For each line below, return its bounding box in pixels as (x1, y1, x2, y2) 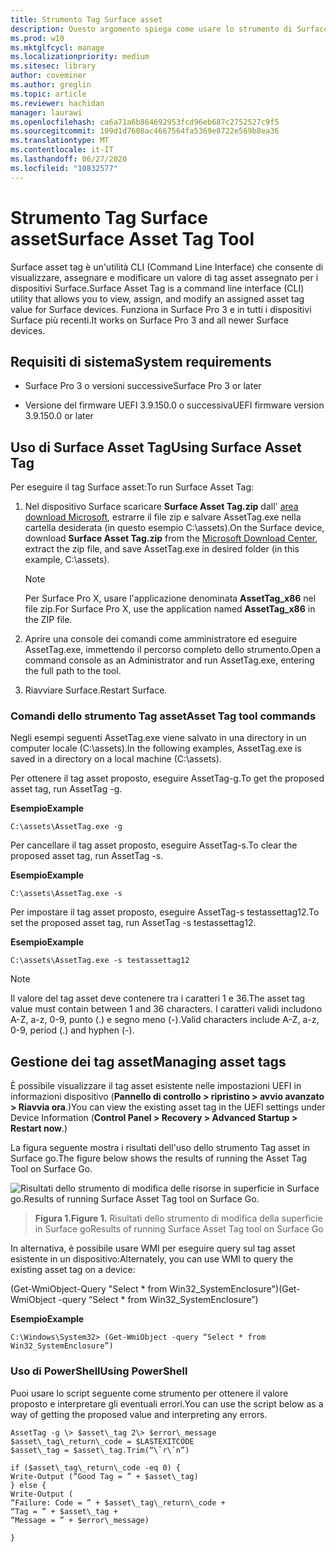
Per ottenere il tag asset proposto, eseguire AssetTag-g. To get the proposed (10, 772, 325, 785)
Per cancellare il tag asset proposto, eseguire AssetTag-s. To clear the (10, 839, 298, 851)
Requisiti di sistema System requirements (10, 353, 272, 370)
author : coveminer (10, 71, 87, 81)
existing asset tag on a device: (10, 1264, 136, 1276)
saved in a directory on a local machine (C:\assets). (10, 753, 222, 765)
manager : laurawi (10, 107, 83, 118)
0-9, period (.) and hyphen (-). (10, 1024, 135, 1036)
